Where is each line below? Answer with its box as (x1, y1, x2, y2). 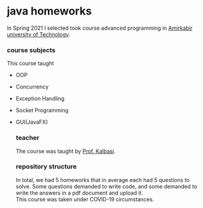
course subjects (7, 45, 56, 54)
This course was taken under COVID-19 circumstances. (15, 195, 155, 203)
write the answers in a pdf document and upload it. (15, 189, 143, 196)
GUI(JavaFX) (15, 118, 48, 126)
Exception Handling (15, 95, 65, 102)
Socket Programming (15, 107, 69, 114)
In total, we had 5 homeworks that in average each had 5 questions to (15, 176, 190, 183)
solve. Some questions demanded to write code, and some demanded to (15, 183, 198, 190)
